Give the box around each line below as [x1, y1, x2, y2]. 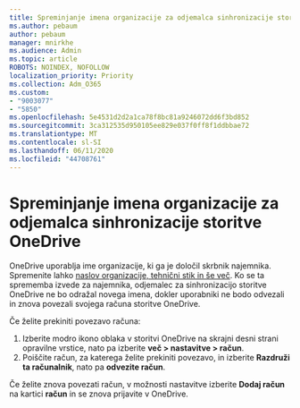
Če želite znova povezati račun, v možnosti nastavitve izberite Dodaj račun [9, 379, 286, 390]
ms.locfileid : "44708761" [9, 154, 105, 164]
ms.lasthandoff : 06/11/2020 [9, 146, 114, 155]
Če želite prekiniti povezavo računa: [9, 316, 141, 327]
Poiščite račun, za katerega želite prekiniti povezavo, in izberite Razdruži [21, 353, 290, 363]
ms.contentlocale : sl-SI [9, 138, 102, 147]
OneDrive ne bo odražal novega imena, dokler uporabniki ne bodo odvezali [9, 289, 285, 300]
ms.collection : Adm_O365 [9, 80, 102, 89]
